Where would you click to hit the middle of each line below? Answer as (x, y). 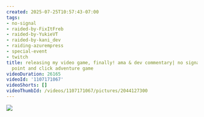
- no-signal (21, 23)
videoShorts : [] (27, 85)
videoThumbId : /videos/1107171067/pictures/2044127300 (77, 91)
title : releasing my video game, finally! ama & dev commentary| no (95, 62)
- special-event (27, 52)
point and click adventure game (53, 68)
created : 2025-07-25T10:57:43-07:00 (53, 12)
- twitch (17, 57)
